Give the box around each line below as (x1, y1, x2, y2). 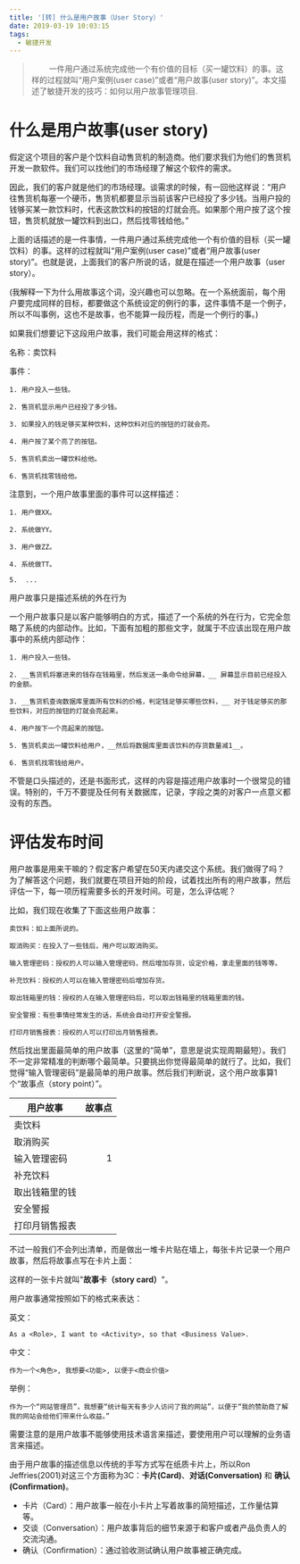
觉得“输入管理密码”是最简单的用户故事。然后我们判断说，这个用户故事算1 (9, 1068, 279, 1078)
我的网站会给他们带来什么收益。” (9, 1412, 110, 1421)
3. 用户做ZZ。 (9, 543, 56, 552)
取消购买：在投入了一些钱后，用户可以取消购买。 (9, 942, 162, 951)
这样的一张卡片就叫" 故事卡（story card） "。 (9, 1274, 173, 1285)
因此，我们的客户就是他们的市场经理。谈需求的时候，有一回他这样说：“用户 (9, 182, 287, 193)
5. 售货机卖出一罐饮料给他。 (9, 454, 102, 464)
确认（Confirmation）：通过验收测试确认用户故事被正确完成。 (21, 1545, 247, 1556)
